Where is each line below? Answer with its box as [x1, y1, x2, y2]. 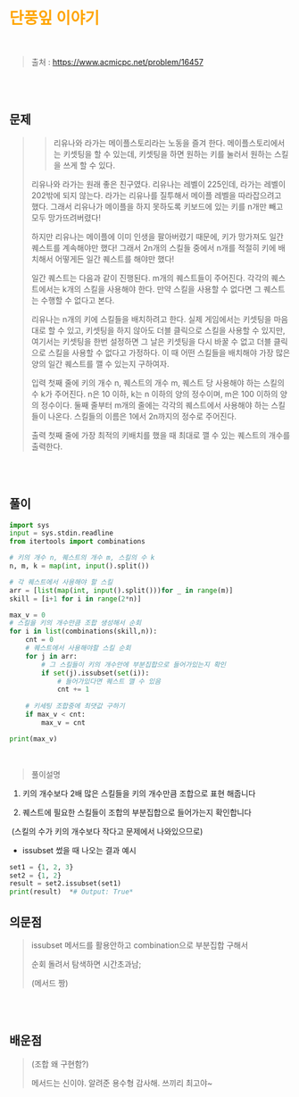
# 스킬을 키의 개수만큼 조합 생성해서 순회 [9, 619, 142, 627]
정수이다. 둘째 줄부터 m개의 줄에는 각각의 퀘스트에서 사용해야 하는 [40, 399, 270, 411]
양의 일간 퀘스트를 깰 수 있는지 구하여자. [30, 358, 170, 369]
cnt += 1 [56, 685, 90, 694]
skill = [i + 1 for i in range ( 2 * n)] [9, 594, 142, 603]
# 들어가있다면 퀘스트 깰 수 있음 [56, 677, 162, 686]
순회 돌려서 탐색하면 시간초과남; [30, 959, 142, 969]
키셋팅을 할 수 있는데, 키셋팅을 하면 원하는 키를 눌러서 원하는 [62, 148, 272, 159]
